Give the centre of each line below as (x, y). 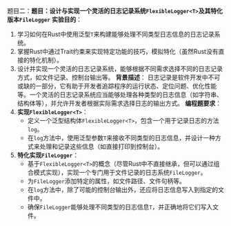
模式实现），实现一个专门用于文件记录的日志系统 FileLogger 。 (120, 172)
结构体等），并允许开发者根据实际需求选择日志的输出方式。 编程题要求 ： (119, 103)
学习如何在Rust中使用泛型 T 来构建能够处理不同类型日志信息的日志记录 (116, 34)
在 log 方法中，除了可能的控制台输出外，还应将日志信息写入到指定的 (123, 190)
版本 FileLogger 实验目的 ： (45, 19)
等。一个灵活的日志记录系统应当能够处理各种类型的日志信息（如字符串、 (120, 95)
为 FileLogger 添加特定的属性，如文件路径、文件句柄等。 (107, 181)
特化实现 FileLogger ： (48, 155)
